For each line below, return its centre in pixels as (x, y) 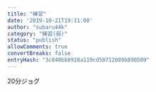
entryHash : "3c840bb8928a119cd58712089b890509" (79, 60)
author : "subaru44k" (38, 27)
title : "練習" (27, 14)
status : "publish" (34, 40)
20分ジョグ (24, 81)
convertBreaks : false (39, 54)
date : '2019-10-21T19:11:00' (50, 21)
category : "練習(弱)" (37, 34)
